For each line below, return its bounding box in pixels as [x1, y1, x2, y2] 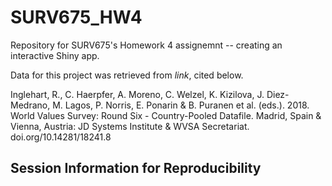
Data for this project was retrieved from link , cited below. [10, 69, 244, 81]
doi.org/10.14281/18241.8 [10, 131, 112, 143]
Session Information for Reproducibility [10, 160, 262, 177]
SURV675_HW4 [10, 6, 143, 29]
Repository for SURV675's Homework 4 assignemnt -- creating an [10, 39, 283, 51]
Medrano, [10, 99, 51, 111]
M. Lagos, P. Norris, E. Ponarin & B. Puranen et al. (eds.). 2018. [52, 99, 310, 111]
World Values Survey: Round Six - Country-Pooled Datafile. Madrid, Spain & [10, 109, 322, 121]
